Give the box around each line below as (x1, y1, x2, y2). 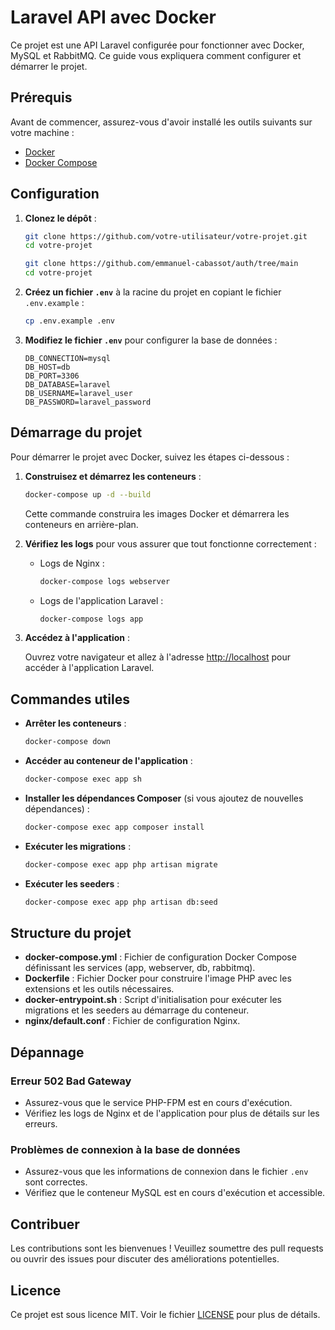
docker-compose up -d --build (24, 489, 152, 500)
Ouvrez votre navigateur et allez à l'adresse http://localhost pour (24, 651, 291, 663)
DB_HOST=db (24, 362, 71, 372)
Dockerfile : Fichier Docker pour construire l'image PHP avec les (24, 972, 292, 985)
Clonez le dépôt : (24, 212, 97, 224)
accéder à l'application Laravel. (24, 662, 155, 674)
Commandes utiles (10, 691, 130, 708)
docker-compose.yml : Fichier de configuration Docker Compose (24, 951, 297, 963)
